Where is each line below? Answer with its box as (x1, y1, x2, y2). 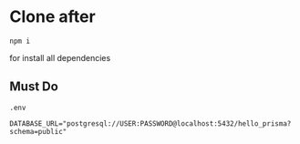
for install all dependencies (9, 52, 111, 63)
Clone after (9, 6, 96, 27)
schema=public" (9, 127, 67, 136)
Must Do (9, 79, 59, 95)
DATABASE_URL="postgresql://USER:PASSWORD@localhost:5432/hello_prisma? (9, 118, 292, 129)
